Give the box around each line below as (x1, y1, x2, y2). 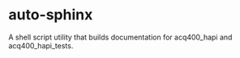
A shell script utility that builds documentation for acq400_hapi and (8, 32, 233, 42)
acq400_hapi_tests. (8, 40, 74, 50)
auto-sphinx (8, 6, 93, 24)
